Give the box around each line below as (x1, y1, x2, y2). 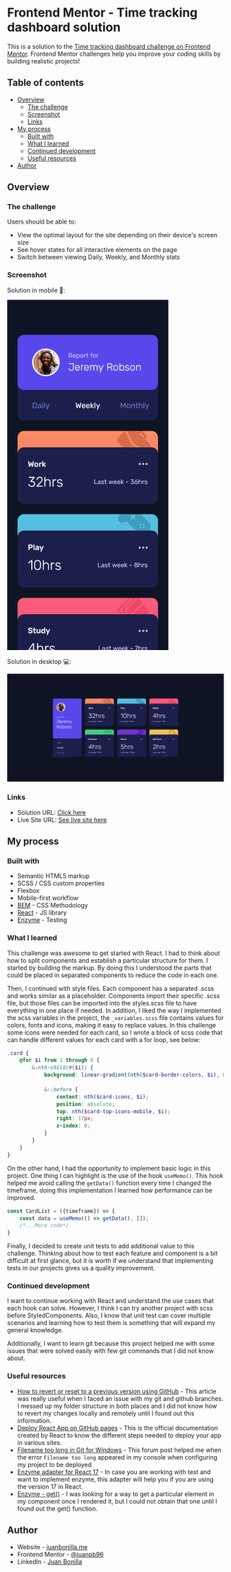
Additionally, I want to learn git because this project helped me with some (7, 1339, 215, 1348)
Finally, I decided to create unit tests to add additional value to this (7, 1242, 195, 1250)
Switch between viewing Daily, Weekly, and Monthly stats (16, 253, 180, 262)
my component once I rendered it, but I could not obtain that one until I (16, 1497, 218, 1505)
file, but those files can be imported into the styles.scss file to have (7, 999, 197, 1007)
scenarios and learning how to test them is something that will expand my (7, 1319, 216, 1327)
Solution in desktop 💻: (7, 657, 71, 665)
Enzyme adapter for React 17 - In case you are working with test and (16, 1468, 211, 1476)
